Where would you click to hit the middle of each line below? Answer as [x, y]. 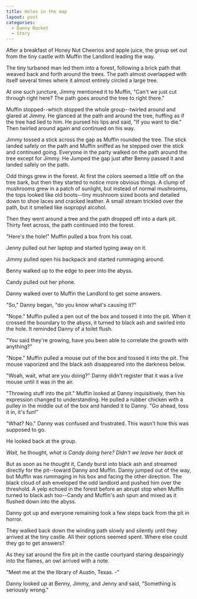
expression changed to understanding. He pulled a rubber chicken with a [95, 400]
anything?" [19, 347]
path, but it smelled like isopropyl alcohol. [57, 207]
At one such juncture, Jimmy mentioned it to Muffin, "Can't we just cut [91, 92]
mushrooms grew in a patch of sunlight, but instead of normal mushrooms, [97, 188]
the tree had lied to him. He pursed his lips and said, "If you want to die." [94, 122]
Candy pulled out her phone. [41, 282]
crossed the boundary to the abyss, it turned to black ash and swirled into [96, 323]
